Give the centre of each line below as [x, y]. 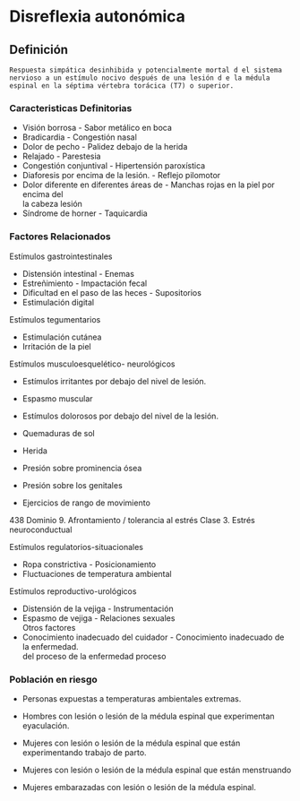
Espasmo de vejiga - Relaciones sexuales [99, 618]
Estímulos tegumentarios [55, 319]
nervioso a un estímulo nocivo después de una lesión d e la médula [140, 78]
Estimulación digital [58, 302]
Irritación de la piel [56, 346]
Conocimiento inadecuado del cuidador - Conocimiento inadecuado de [153, 637]
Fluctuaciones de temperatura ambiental [97, 573]
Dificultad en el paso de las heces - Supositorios [111, 292]
